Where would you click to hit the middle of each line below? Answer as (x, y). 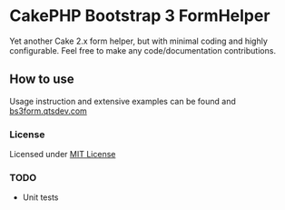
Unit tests (40, 197)
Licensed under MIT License (63, 155)
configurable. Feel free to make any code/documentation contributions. (143, 50)
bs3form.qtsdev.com (49, 111)
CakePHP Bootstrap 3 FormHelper (140, 16)
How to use (42, 80)
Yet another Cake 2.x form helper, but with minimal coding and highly (138, 41)
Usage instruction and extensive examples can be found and (123, 101)
